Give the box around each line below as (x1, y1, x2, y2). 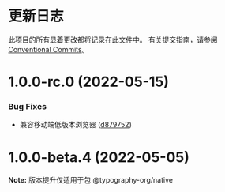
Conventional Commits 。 (8, 44, 89, 54)
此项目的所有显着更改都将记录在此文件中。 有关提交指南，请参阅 (8, 35, 218, 44)
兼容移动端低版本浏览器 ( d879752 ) (19, 120, 133, 130)
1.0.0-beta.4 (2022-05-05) (8, 148, 189, 166)
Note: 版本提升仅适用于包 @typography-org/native (8, 175, 174, 185)
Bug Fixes (8, 101, 47, 112)
